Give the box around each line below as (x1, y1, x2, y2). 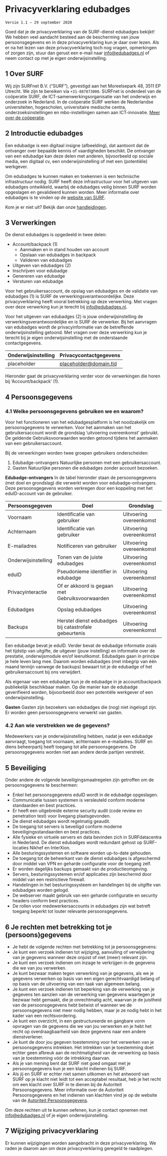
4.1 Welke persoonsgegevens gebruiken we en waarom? (5, 408, 144, 415)
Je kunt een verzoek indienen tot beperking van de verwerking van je (12, 986, 155, 992)
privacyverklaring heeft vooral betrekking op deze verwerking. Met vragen (5, 299, 158, 305)
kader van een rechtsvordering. (12, 1012, 77, 1018)
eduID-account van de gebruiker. (5, 491, 73, 496)
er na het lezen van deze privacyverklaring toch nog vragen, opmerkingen (5, 44, 157, 50)
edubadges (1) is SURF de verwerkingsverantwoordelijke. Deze (5, 293, 134, 300)
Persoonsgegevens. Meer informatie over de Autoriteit (12, 1087, 124, 1093)
